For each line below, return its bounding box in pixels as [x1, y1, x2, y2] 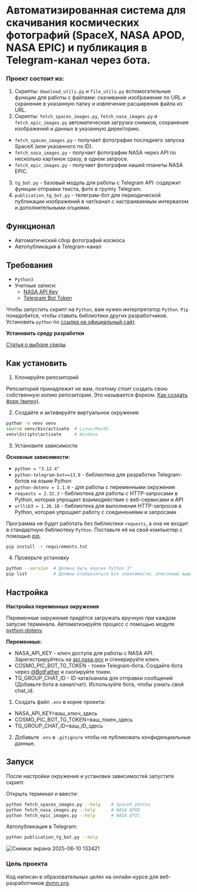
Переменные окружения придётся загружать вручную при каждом [6, 614, 176, 621]
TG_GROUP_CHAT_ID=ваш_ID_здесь [14, 722, 104, 729]
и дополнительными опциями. [14, 204, 91, 212]
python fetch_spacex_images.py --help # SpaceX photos [6, 802, 151, 807]
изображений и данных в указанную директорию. [14, 125, 141, 132]
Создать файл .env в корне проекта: [14, 698, 106, 705]
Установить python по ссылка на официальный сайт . [6, 318, 137, 326]
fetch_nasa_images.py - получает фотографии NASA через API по [14, 149, 176, 156]
